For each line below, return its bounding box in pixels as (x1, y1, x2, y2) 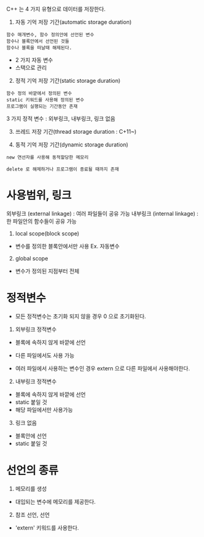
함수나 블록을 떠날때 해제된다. (6, 45, 72, 51)
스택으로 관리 (15, 64, 47, 71)
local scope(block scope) (15, 229, 80, 237)
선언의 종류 (6, 463, 59, 478)
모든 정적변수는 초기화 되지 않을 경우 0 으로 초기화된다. (15, 312, 146, 320)
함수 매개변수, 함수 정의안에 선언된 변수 (6, 32, 94, 38)
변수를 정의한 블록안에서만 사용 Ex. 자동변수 (15, 242, 120, 249)
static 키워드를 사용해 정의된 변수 (6, 97, 85, 103)
